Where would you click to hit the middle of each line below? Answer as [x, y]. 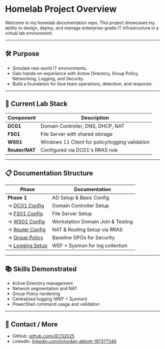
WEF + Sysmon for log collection [90, 246]
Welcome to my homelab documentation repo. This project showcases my [80, 23]
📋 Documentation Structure [49, 173]
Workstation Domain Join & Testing [93, 222]
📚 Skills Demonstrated [41, 269]
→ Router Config [27, 230]
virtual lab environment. [29, 33]
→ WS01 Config [26, 222]
